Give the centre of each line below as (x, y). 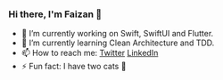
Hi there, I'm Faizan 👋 (55, 14)
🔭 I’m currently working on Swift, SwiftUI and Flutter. (117, 34)
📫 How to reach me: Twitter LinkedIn (90, 53)
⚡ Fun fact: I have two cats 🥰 (74, 67)
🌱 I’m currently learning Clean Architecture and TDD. (118, 43)
